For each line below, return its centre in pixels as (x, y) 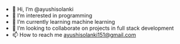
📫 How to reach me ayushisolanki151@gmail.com (74, 35)
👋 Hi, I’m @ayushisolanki (43, 9)
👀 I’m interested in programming (52, 15)
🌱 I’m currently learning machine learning (63, 22)
